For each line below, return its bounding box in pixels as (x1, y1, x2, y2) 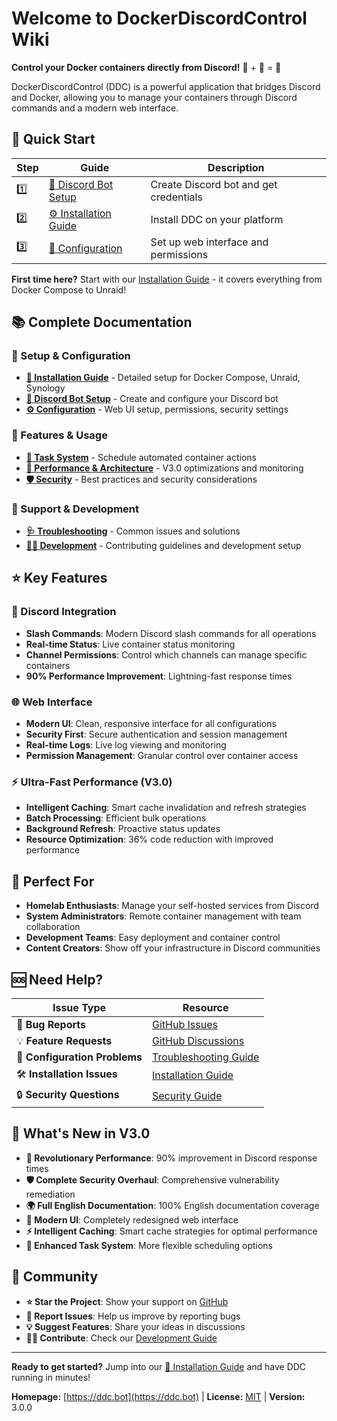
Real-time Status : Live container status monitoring (25, 638, 236, 650)
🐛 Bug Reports (16, 1017, 87, 1031)
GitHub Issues (151, 1017, 218, 1031)
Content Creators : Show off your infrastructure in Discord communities (25, 942, 321, 954)
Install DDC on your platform (150, 212, 284, 226)
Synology (25, 382, 66, 394)
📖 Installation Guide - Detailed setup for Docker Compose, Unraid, (25, 372, 301, 384)
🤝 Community (11, 1268, 99, 1286)
